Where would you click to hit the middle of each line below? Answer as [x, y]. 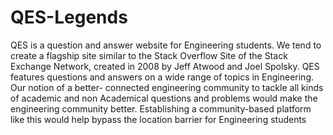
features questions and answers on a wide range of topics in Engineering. [162, 77]
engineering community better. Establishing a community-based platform [161, 108]
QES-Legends [69, 17]
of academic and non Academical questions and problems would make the [164, 98]
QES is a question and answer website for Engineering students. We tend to [166, 45]
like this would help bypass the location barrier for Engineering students [158, 119]
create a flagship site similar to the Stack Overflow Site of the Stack [149, 55]
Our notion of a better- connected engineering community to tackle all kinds [167, 87]
